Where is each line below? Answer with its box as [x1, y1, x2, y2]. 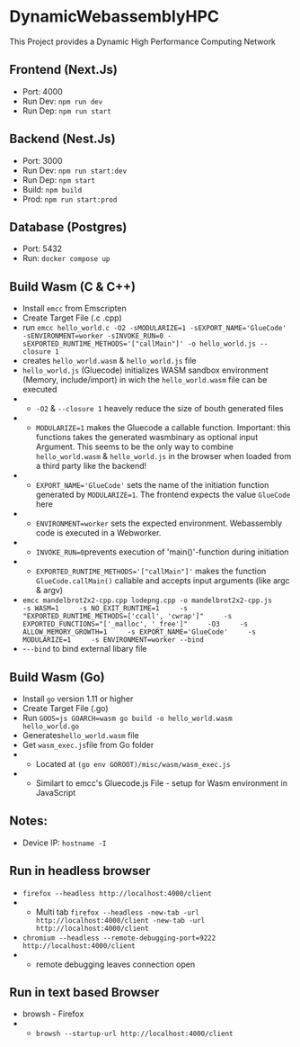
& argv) [35, 585, 64, 596]
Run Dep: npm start [22, 174, 96, 185]
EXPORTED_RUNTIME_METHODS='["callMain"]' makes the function [35, 565, 267, 577]
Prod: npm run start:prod [22, 194, 118, 204]
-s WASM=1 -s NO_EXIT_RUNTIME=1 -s [22, 604, 189, 613]
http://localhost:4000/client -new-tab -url [35, 916, 206, 925]
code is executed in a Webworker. [35, 528, 162, 538]
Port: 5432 [22, 243, 63, 254]
